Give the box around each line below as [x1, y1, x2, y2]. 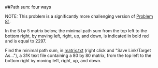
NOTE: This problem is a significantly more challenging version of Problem [5, 14, 153, 19]
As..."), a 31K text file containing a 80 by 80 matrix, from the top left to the [5, 53, 152, 58]
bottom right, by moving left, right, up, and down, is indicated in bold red [5, 33, 149, 39]
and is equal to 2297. [5, 38, 47, 44]
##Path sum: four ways [5, 4, 52, 10]
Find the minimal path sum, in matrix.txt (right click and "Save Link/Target [5, 48, 151, 53]
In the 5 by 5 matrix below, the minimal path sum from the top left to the [5, 28, 147, 33]
